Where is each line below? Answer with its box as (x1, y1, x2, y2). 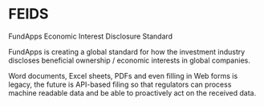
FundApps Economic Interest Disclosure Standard (8, 31, 173, 41)
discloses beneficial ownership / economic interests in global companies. (8, 55, 250, 65)
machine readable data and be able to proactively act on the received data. (8, 88, 257, 97)
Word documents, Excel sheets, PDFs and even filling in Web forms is (8, 71, 238, 80)
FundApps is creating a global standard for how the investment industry (8, 47, 246, 56)
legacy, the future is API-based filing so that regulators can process (8, 79, 232, 89)
